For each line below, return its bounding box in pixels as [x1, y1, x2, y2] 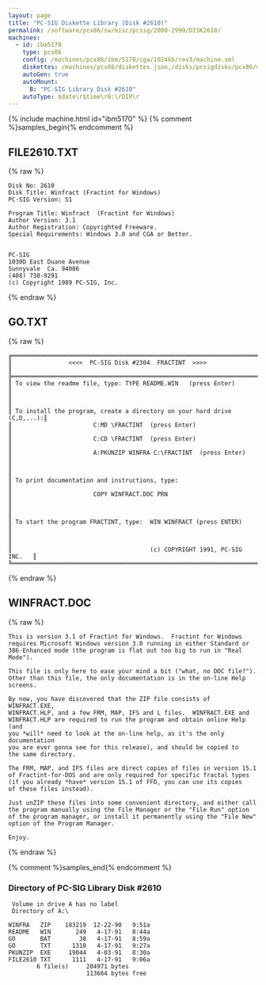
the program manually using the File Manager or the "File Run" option [8, 805, 249, 813]
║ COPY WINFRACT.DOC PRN [8, 490, 169, 498]
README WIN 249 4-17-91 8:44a [8, 927, 150, 936]
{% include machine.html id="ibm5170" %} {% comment [8, 114, 192, 123]
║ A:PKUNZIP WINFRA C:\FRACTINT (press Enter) [8, 449, 246, 457]
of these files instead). [8, 785, 93, 793]
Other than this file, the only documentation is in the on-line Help [8, 674, 246, 682]
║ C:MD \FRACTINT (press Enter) [8, 421, 196, 429]
